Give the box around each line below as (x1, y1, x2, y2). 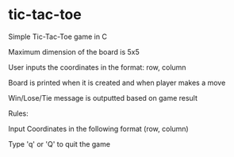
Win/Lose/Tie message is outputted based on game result (8, 93, 198, 102)
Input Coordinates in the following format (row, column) (8, 124, 189, 133)
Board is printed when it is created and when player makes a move (8, 78, 226, 87)
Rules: (8, 109, 29, 118)
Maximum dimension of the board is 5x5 (8, 47, 140, 56)
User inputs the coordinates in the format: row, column (8, 62, 186, 72)
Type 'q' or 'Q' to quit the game (8, 139, 111, 148)
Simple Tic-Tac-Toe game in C (8, 32, 107, 41)
